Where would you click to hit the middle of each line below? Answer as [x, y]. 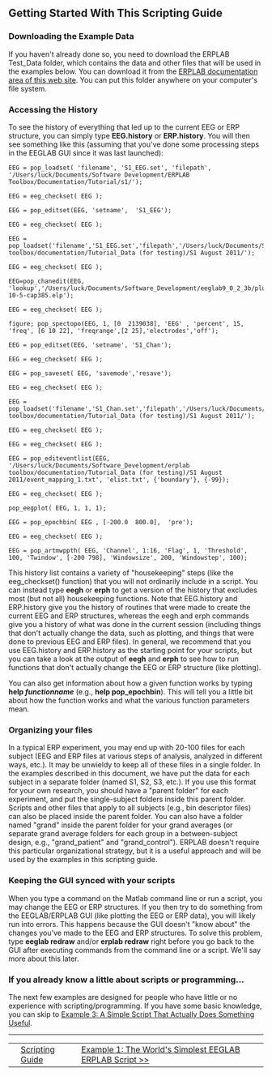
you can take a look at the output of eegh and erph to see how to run [123, 659]
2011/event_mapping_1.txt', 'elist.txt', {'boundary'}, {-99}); [119, 480]
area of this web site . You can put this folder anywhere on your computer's [133, 79]
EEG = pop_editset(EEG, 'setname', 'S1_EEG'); [90, 210]
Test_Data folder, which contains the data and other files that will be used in [135, 62]
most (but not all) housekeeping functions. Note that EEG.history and [123, 598]
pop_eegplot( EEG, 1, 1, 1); [57, 508]
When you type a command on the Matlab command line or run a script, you [136, 898]
